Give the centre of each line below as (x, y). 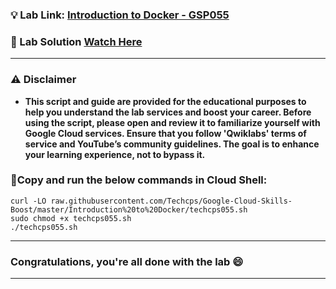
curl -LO (28, 201)
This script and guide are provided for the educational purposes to (165, 101)
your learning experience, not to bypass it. (115, 154)
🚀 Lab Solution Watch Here (76, 41)
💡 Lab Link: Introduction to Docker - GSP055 (120, 15)
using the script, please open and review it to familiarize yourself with (172, 122)
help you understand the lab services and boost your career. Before (168, 112)
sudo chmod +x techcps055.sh (71, 218)
